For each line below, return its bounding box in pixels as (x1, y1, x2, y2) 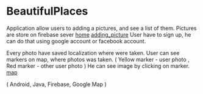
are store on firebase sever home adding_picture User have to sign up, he (6, 31, 191, 38)
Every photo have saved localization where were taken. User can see (6, 49, 180, 56)
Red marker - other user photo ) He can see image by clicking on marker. (6, 62, 190, 70)
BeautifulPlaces (6, 4, 88, 18)
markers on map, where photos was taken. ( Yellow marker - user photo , (6, 56, 190, 63)
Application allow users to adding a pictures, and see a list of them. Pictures (6, 24, 197, 32)
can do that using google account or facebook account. (6, 37, 146, 45)
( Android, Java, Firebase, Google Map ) (6, 81, 107, 88)
